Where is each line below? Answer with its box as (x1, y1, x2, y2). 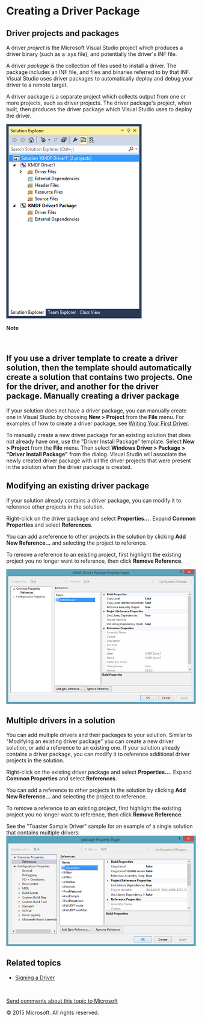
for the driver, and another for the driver (6, 382, 159, 392)
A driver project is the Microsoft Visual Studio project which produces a (6, 44, 183, 51)
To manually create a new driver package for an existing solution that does (6, 431, 191, 438)
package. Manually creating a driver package (6, 391, 179, 401)
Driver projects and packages (6, 28, 120, 38)
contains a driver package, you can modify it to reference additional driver (6, 750, 191, 758)
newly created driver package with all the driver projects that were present (6, 457, 191, 464)
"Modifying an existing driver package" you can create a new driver (6, 738, 174, 745)
